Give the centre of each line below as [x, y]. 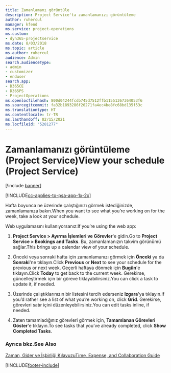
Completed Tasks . [32, 331]
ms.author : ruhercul [27, 53]
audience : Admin [22, 58]
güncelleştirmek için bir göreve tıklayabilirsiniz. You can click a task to [85, 278]
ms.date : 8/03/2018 [26, 43]
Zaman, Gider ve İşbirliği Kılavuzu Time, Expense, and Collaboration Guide [83, 355]
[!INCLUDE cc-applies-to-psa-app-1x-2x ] [48, 195]
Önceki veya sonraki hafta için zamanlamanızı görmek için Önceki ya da [88, 257]
